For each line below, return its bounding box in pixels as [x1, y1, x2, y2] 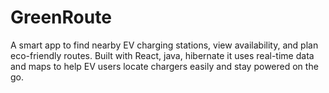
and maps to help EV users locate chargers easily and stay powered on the [10, 60, 319, 72]
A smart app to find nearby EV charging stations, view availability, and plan [10, 39, 319, 51]
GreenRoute [10, 6, 112, 29]
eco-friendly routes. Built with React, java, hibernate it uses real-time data [10, 49, 315, 61]
